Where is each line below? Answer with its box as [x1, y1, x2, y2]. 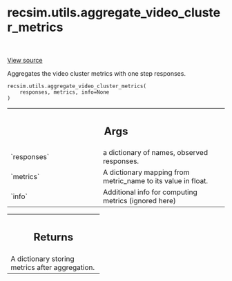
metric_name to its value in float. [103, 176, 209, 186]
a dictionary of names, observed [103, 148, 209, 158]
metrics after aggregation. [10, 262, 95, 272]
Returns [33, 231, 74, 244]
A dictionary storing [10, 253, 75, 263]
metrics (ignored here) [103, 196, 176, 206]
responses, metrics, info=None [19, 88, 110, 96]
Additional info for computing [103, 187, 198, 197]
